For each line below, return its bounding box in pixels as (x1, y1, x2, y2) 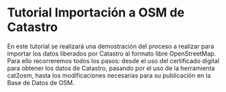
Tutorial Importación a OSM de (7, 5, 185, 21)
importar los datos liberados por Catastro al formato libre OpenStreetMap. (7, 49, 216, 58)
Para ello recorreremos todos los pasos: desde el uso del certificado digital (7, 56, 220, 65)
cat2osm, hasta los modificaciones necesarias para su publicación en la (7, 71, 211, 80)
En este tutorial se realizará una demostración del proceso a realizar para (7, 42, 214, 50)
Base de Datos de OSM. (7, 78, 75, 87)
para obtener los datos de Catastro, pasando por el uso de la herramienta (7, 64, 215, 72)
